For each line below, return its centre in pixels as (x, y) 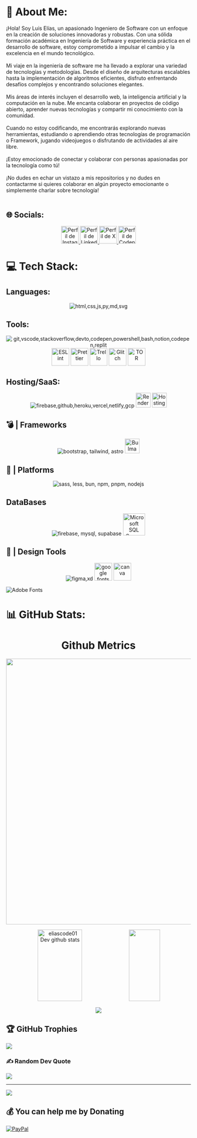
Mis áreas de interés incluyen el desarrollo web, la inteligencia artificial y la (96, 97)
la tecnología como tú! (33, 165)
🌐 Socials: (25, 215)
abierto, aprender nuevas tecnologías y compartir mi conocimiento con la (95, 109)
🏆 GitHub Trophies (42, 1029)
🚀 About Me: (37, 12)
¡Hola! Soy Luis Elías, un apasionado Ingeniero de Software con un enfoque (97, 28)
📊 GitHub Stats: (46, 614)
